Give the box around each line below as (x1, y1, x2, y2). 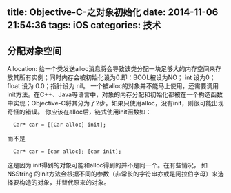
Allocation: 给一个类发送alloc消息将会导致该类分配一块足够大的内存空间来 (7, 65, 216, 73)
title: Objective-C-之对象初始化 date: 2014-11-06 (7, 6, 219, 19)
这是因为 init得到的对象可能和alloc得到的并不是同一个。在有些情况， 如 (7, 161, 208, 170)
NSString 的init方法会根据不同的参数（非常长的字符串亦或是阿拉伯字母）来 (7, 170, 219, 178)
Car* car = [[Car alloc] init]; (13, 121, 107, 129)
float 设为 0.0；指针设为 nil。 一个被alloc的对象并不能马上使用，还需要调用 (7, 82, 219, 90)
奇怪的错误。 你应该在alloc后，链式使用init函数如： (7, 108, 152, 116)
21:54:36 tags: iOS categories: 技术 (7, 19, 161, 31)
